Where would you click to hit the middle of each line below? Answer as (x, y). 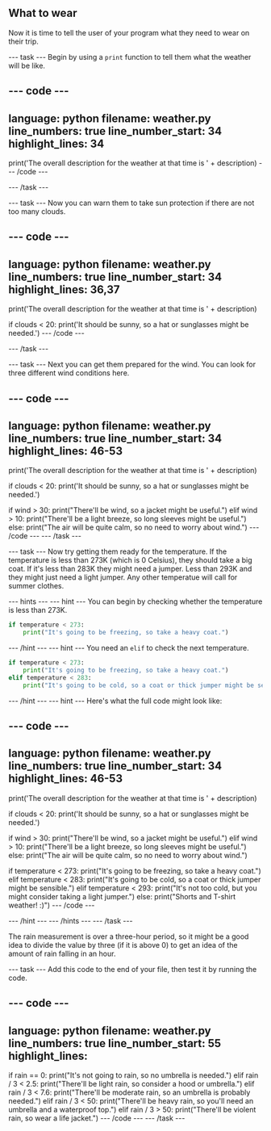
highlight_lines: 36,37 (64, 289)
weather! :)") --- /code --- (52, 905)
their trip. (23, 41)
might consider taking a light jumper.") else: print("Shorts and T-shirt (122, 896)
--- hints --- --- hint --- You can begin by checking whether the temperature (135, 601)
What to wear (43, 13)
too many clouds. (37, 212)
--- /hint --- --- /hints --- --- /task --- (71, 920)
